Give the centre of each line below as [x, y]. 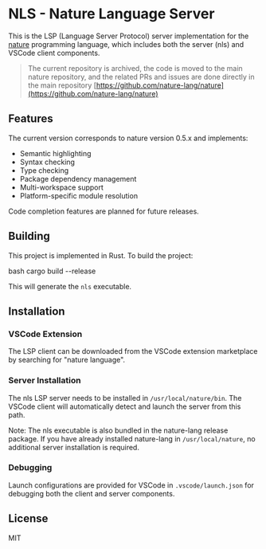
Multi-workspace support [61, 187]
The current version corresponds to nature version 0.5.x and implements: [128, 138]
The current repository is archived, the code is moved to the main [135, 68]
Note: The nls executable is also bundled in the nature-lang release [118, 430]
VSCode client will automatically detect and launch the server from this [125, 406]
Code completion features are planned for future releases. [104, 211]
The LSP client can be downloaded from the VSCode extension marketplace [133, 351]
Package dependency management [78, 178]
